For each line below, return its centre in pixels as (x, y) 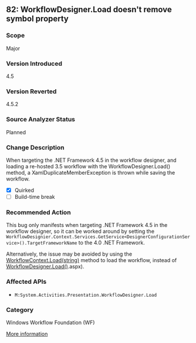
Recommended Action (39, 212)
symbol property (38, 19)
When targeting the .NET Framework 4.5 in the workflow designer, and (91, 160)
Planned (16, 132)
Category (20, 310)
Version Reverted (31, 91)
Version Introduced (34, 63)
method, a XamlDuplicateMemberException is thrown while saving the (91, 172)
